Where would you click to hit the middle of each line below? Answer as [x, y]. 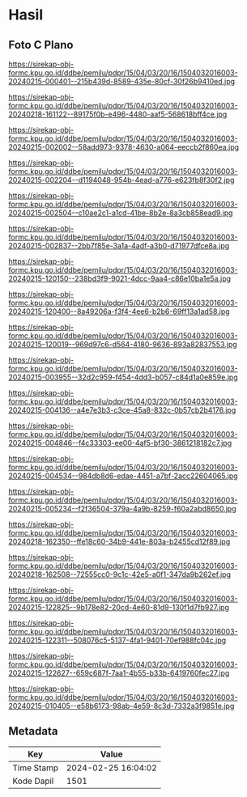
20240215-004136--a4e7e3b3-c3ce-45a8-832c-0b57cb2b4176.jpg [122, 410]
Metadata [33, 731]
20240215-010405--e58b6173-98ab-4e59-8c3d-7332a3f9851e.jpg [121, 706]
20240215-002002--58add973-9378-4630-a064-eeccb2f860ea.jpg [124, 147]
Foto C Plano [41, 45]
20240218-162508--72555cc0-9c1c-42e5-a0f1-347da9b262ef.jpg [119, 574]
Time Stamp [36, 768]
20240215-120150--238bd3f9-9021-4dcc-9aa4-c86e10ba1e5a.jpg [120, 278]
